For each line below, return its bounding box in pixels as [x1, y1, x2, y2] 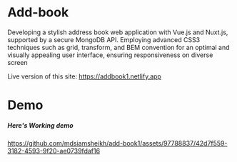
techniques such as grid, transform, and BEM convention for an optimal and [7, 43, 230, 51]
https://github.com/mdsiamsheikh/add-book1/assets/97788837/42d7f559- [7, 139, 228, 148]
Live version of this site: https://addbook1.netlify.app [7, 72, 162, 81]
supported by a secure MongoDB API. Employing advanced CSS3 [7, 35, 201, 44]
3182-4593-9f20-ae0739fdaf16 [7, 147, 101, 156]
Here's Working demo [7, 121, 74, 129]
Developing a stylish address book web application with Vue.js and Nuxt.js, [7, 28, 228, 36]
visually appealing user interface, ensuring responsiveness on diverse [7, 51, 213, 59]
